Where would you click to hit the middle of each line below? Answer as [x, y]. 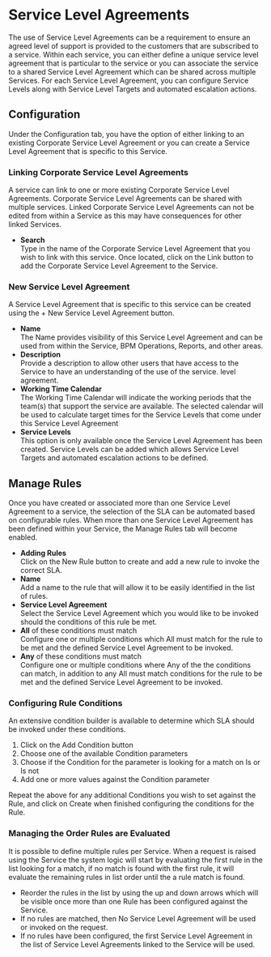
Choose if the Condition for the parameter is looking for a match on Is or [140, 763]
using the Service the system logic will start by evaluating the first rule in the [135, 860]
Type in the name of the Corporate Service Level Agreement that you [135, 249]
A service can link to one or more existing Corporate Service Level [119, 190]
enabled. [23, 537]
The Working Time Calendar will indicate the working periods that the [136, 398]
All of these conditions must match [78, 630]
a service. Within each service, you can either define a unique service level [133, 54]
